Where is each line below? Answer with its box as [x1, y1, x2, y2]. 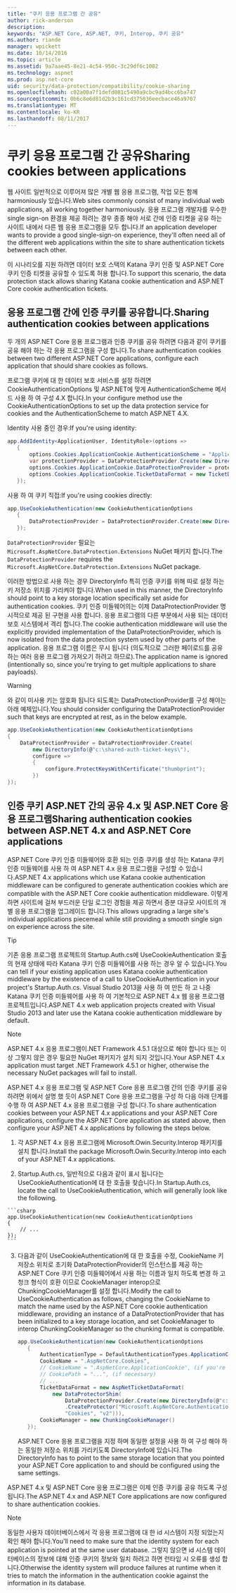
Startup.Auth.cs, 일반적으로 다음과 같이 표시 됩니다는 [17, 1169, 164, 1178]
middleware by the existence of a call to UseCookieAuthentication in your [7, 974, 220, 983]
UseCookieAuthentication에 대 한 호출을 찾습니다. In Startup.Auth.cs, [17, 1178, 211, 1186]
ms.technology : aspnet [7, 69, 74, 76]
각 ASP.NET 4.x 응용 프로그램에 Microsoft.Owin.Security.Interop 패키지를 [17, 1138, 223, 1146]
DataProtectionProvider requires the [7, 555, 114, 563]
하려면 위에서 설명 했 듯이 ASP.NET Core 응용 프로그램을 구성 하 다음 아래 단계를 [7, 1092, 228, 1100]
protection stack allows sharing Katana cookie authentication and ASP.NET [7, 276, 224, 285]
